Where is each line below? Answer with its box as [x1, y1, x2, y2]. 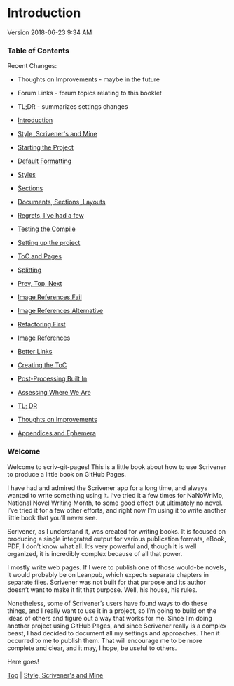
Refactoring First [17, 320, 66, 329]
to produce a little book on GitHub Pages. [7, 470, 127, 478]
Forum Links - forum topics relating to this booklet [17, 89, 163, 98]
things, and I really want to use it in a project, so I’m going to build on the [7, 606, 217, 615]
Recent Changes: [7, 62, 57, 70]
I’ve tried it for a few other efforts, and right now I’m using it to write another [7, 506, 226, 514]
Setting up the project [17, 239, 81, 247]
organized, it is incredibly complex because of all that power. [7, 549, 183, 558]
